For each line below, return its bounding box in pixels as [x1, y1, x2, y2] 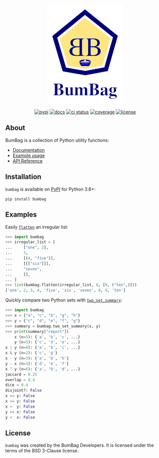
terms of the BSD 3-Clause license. [5, 448, 79, 454]
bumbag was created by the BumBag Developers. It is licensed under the [5, 442, 154, 448]
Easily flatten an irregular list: [5, 224, 68, 230]
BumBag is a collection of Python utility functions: [5, 137, 109, 143]
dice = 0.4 [5, 383, 28, 388]
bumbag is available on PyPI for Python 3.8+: [5, 186, 96, 192]
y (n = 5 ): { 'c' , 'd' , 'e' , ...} [14, 340, 81, 345]
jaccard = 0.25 [5, 372, 37, 377]
